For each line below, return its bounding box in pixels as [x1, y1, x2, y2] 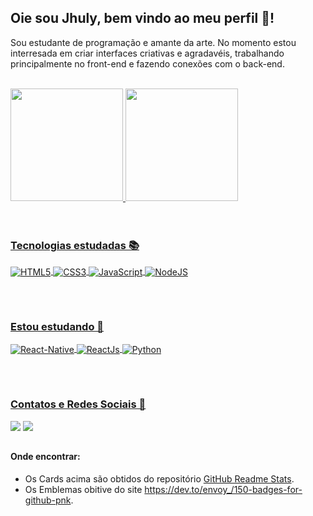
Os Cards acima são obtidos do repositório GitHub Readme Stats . [24, 472, 295, 485]
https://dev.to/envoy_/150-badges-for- [144, 483, 303, 495]
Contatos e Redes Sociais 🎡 [10, 397, 147, 411]
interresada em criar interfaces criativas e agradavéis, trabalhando [10, 47, 285, 59]
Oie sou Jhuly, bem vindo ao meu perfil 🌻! [10, 10, 275, 27]
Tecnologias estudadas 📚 [10, 238, 140, 252]
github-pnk [24, 494, 72, 506]
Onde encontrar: [10, 451, 81, 463]
